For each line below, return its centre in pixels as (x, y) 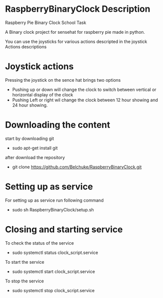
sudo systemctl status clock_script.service (55, 252)
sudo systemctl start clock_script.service (54, 271)
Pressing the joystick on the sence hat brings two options (63, 80)
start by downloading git (30, 138)
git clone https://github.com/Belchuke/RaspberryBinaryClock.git (77, 167)
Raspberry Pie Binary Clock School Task (46, 23)
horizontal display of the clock (43, 94)
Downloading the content (58, 125)
